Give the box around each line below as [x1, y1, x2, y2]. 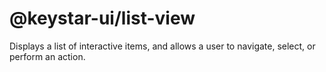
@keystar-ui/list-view [9, 7, 196, 30]
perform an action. [9, 50, 86, 62]
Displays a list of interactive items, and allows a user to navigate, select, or [9, 40, 316, 52]
